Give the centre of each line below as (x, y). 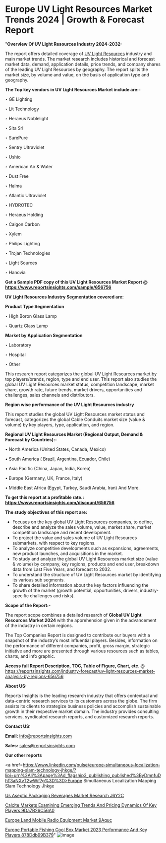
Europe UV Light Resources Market (79, 9)
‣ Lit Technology (22, 109)
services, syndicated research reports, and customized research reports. (80, 716)
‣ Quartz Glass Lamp (27, 326)
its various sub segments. (39, 580)
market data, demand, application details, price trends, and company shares (83, 64)
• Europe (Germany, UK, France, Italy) (44, 478)
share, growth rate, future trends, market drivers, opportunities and (74, 389)
